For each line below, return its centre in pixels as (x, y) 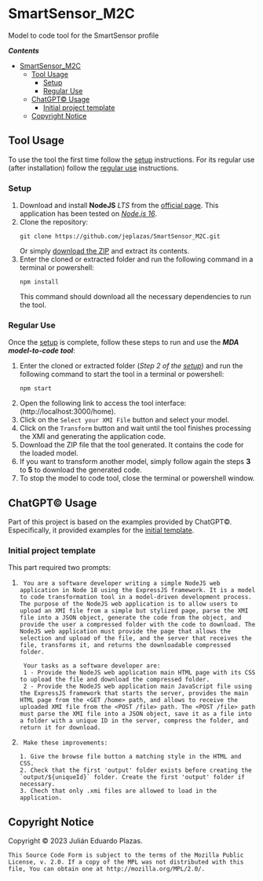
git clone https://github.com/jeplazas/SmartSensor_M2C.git (120, 236)
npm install (39, 282)
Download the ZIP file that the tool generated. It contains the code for (131, 445)
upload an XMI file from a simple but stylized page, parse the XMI (134, 611)
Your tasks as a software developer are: (92, 666)
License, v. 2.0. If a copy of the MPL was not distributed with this (126, 862)
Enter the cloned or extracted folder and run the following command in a (136, 259)
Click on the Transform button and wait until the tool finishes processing (135, 428)
